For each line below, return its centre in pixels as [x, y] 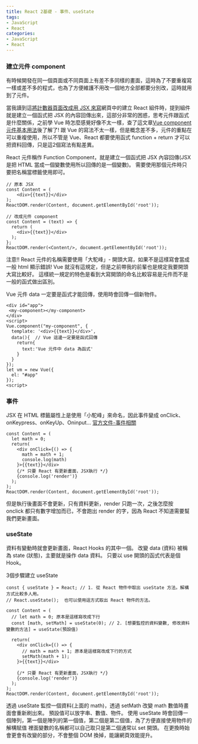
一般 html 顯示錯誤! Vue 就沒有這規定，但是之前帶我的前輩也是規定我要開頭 [97, 267]
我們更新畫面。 [24, 518]
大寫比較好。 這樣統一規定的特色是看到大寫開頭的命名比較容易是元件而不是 [97, 274]
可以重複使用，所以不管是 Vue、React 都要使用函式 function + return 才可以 [98, 137]
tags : [13, 17]
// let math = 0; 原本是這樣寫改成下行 [56, 617]
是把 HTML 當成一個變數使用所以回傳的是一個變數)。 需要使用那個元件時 [94, 165]
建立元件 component [36, 66]
